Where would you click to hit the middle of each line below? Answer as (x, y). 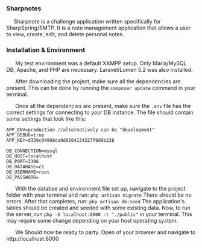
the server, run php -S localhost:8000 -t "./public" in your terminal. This (99, 214)
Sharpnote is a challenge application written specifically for (87, 22)
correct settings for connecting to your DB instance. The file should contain (100, 112)
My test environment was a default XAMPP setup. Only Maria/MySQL (101, 63)
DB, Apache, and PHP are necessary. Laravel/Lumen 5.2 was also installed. (99, 69)
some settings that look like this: (46, 118)
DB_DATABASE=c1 (25, 167)
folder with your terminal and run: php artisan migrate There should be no (99, 195)
